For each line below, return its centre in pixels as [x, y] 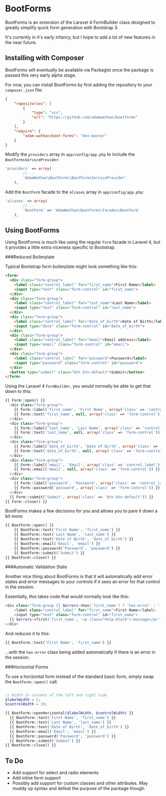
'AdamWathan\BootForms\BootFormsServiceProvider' [75, 178]
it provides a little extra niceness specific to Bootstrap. [61, 247]
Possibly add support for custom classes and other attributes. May [80, 783]
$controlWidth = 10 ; [26, 704]
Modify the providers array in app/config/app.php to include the [70, 154]
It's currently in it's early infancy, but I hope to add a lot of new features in [80, 37]
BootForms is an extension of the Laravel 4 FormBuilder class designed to [80, 22]
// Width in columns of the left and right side [56, 695]
